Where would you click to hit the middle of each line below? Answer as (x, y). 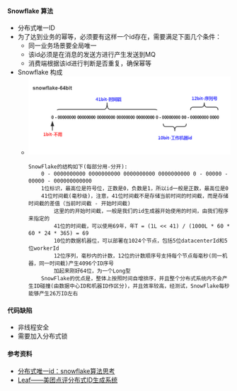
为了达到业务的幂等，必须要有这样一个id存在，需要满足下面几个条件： (119, 37)
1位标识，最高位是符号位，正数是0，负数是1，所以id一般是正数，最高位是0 (135, 189)
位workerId (44, 248)
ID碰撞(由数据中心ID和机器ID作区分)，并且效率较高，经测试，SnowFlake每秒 (132, 286)
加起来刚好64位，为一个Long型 (92, 271)
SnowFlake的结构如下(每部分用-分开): (78, 167)
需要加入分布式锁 (42, 336)
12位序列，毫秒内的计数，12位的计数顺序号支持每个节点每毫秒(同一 (138, 256)
